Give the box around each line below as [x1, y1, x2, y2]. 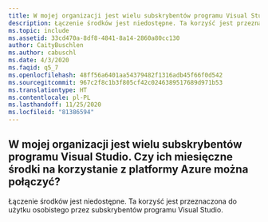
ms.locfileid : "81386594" [8, 109, 94, 117]
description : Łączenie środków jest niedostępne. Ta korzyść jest [8, 19, 234, 27]
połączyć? [8, 175, 61, 188]
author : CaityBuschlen [8, 42, 84, 50]
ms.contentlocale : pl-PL [8, 93, 91, 101]
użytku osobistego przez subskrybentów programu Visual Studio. [8, 204, 223, 214]
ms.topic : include [8, 26, 69, 34]
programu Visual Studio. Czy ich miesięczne [8, 150, 233, 164]
